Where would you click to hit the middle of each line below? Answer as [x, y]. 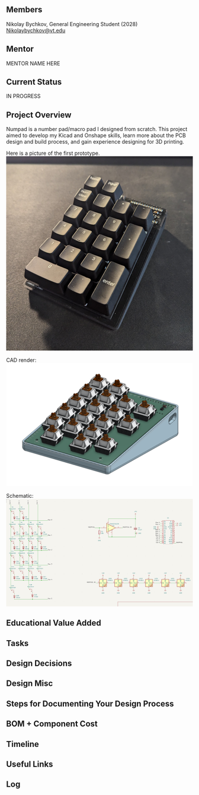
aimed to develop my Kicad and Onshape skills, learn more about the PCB [96, 135]
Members [24, 10]
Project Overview [39, 115]
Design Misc [30, 684]
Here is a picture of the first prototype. [53, 153]
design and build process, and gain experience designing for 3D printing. [95, 142]
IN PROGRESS [23, 96]
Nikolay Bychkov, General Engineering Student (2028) [72, 24]
